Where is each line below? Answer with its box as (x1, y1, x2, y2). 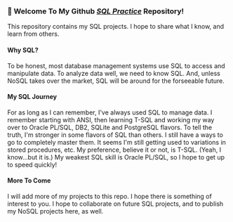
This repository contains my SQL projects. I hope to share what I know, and (7, 22, 225, 31)
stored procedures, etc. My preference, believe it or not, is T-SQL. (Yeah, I (7, 145, 222, 154)
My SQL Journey (7, 93, 58, 101)
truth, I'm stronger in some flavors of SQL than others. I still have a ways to (7, 130, 223, 139)
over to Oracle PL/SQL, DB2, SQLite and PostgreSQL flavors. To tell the (7, 123, 213, 131)
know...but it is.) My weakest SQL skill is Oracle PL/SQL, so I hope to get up (7, 152, 225, 161)
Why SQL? (7, 46, 39, 54)
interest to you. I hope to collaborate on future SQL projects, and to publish (7, 200, 224, 208)
